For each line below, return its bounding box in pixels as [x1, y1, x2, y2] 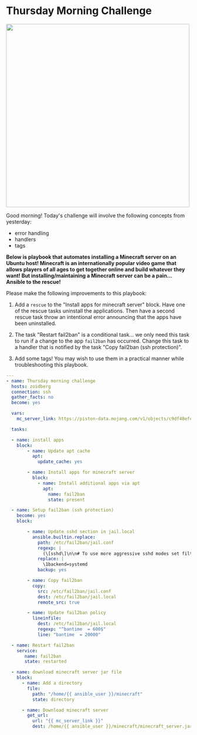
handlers [14, 236, 36, 243]
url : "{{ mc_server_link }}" [32, 718, 104, 724]
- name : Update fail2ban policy [27, 610, 107, 616]
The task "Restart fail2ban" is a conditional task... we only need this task [14, 331, 189, 338]
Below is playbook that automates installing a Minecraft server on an [6, 253, 177, 260]
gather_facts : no [11, 394, 54, 400]
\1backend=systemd [43, 561, 88, 567]
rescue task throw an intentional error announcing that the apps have [14, 313, 182, 320]
